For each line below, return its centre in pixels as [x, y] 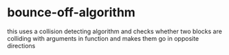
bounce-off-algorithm [71, 13]
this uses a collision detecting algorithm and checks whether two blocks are [115, 31]
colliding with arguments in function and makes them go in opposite [103, 38]
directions [21, 45]
